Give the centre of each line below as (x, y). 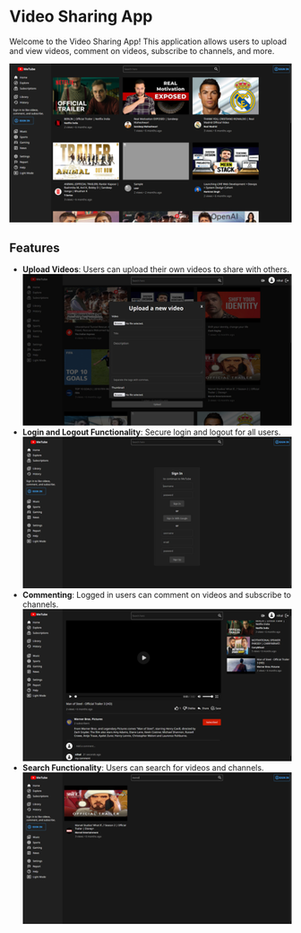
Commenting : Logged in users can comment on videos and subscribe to (156, 595)
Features (34, 247)
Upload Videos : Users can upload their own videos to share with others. (155, 269)
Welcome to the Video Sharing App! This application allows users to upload (148, 41)
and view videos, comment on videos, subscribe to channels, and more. (142, 50)
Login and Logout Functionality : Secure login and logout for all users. (151, 432)
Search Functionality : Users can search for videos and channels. (143, 767)
